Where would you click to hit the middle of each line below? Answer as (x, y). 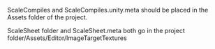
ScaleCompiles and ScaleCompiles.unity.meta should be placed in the (108, 10)
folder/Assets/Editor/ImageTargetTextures (67, 38)
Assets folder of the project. (47, 17)
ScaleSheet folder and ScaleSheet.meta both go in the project (96, 31)
